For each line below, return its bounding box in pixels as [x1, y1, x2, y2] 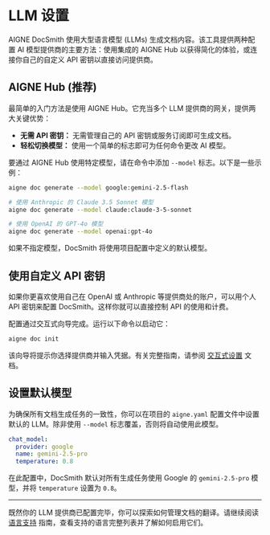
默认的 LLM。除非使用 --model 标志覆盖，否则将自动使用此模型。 [8, 419, 223, 429]
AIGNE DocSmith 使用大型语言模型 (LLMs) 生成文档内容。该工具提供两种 [8, 35, 248, 44]
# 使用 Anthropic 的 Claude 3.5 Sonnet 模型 [8, 198, 154, 206]
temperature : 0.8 [15, 458, 74, 466]
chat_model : [8, 435, 48, 443]
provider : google [15, 443, 74, 451]
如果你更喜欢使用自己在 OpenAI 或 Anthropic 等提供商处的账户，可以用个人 [8, 292, 257, 301]
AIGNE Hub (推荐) [8, 80, 97, 94]
